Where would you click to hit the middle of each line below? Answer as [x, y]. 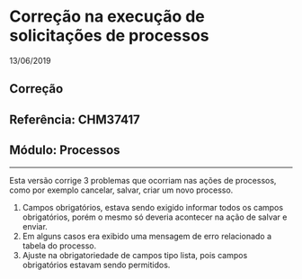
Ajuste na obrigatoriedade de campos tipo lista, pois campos [135, 255]
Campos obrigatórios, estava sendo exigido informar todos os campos [153, 207]
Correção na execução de [107, 17]
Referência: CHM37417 [75, 119]
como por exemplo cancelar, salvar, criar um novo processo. [121, 190]
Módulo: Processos [65, 150]
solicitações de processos [109, 36]
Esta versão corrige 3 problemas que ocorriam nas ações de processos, [143, 180]
